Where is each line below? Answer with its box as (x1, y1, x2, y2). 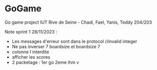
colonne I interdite (11, 49, 49, 55)
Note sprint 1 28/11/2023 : (4, 29, 57, 35)
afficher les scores (11, 54, 50, 60)
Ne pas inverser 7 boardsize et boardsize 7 (11, 43, 101, 49)
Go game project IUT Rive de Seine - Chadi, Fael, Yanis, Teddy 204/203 (4, 19, 153, 25)
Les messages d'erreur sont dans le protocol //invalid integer (11, 38, 138, 44)
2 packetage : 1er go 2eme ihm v (11, 59, 79, 65)
